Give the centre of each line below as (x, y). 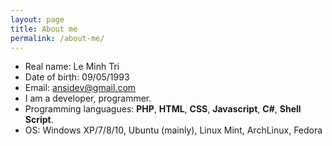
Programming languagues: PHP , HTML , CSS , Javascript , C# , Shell (163, 109)
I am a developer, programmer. (88, 98)
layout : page (37, 19)
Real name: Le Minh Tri (72, 67)
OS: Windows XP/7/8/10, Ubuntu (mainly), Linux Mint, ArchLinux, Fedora (173, 130)
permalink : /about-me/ (57, 38)
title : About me (44, 29)
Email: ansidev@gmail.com (80, 88)
